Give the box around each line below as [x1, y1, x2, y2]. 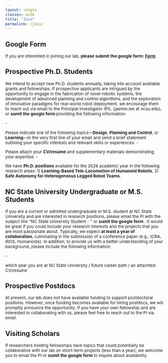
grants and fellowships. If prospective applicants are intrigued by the [5, 86, 140, 91]
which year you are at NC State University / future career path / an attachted [5, 262, 155, 268]
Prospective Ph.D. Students [5, 67, 93, 76]
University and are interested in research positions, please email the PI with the [5, 214, 161, 219]
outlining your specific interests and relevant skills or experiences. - [5, 140, 139, 146]
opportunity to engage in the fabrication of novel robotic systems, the [5, 91, 142, 96]
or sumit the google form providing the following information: [5, 111, 126, 116]
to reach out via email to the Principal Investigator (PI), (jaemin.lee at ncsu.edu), [5, 106, 162, 111]
